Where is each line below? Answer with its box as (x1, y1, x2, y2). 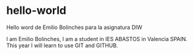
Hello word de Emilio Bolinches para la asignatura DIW (6, 24, 142, 31)
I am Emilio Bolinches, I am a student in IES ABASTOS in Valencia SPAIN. (6, 35, 188, 42)
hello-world (6, 4, 67, 18)
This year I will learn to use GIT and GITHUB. (6, 42, 119, 49)
